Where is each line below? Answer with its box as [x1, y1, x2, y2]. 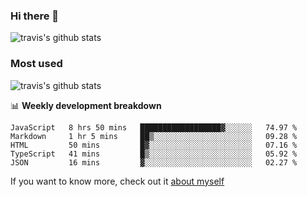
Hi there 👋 [10, 9, 60, 23]
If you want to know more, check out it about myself [10, 175, 225, 187]
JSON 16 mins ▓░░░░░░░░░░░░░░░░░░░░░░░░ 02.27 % [10, 157, 298, 168]
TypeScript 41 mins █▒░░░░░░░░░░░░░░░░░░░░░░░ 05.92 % [10, 149, 298, 159]
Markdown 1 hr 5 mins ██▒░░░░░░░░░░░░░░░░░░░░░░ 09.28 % [10, 131, 298, 141]
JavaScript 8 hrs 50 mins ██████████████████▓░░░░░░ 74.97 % [10, 122, 298, 133]
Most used [10, 57, 63, 71]
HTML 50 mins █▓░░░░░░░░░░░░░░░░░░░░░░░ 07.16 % [10, 140, 298, 150]
